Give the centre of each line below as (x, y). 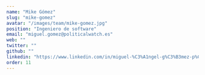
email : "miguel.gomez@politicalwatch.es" (60, 34)
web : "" (16, 40)
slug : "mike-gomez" (31, 18)
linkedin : (19, 57)
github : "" (20, 51)
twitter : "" (21, 46)
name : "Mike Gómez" (31, 12)
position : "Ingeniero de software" (52, 29)
